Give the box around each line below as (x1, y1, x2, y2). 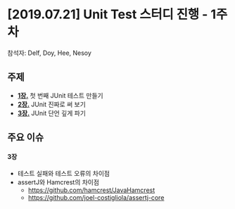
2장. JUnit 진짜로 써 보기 (17, 100, 86, 108)
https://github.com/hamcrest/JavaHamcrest (27, 186, 155, 194)
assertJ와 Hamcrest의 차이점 (17, 178, 100, 186)
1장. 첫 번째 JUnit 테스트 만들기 (17, 91, 103, 99)
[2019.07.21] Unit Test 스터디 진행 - (7, 6, 208, 23)
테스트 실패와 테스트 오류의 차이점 (17, 170, 110, 178)
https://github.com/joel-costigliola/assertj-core (27, 194, 165, 202)
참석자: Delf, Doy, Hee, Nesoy (7, 49, 91, 57)
